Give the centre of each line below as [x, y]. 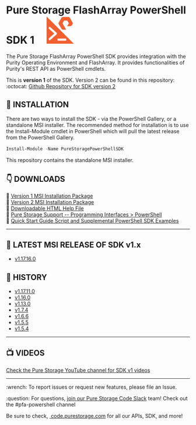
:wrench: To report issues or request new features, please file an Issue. [92, 387]
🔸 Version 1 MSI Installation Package [50, 196]
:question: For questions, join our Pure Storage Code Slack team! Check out [97, 398]
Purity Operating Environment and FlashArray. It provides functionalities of [95, 63]
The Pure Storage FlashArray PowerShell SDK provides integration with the [96, 56]
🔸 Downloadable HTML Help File [45, 209]
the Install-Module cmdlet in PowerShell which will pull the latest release [93, 131]
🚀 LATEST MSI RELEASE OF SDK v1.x [73, 245]
